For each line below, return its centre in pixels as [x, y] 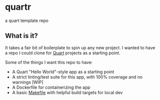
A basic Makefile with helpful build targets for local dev [67, 92]
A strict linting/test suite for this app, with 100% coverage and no [77, 77]
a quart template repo [27, 20]
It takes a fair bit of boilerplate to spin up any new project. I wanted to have [80, 47]
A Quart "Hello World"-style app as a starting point [63, 72]
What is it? [21, 36]
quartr [18, 7]
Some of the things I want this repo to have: [49, 62]
